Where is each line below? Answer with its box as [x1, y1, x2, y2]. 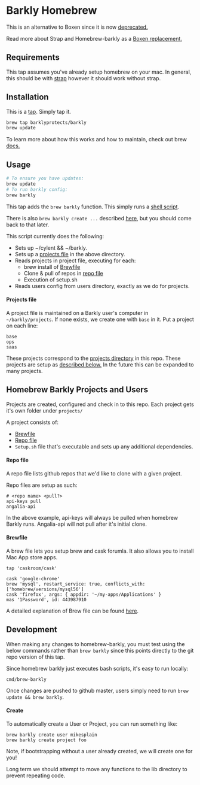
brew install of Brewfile [23, 263, 81, 270]
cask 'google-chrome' [6, 576, 60, 582]
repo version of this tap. [6, 653, 65, 660]
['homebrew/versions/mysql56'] [6, 586, 84, 593]
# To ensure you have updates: [6, 175, 84, 181]
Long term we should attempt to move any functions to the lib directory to [6, 766, 187, 773]
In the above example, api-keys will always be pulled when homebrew [6, 514, 178, 521]
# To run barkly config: [6, 186, 68, 192]
